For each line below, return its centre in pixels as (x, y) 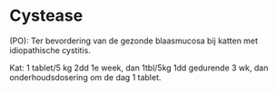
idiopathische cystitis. (50, 50)
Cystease (46, 16)
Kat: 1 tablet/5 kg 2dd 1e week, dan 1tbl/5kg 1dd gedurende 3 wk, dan (139, 68)
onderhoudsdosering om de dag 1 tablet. (85, 77)
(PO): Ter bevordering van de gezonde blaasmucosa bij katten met (134, 41)
